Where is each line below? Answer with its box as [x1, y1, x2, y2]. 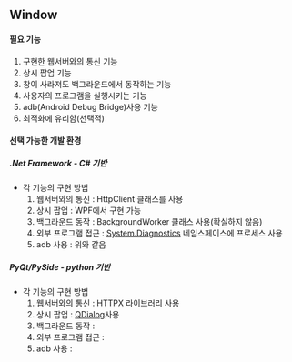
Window [9, 7, 58, 23]
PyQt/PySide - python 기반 [9, 261, 111, 272]
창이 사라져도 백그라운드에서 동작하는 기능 [22, 78, 172, 89]
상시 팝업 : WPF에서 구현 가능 [35, 205, 142, 216]
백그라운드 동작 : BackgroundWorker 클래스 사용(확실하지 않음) [35, 216, 263, 227]
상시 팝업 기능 [22, 67, 72, 78]
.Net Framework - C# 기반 [9, 157, 107, 168]
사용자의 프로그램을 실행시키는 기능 [22, 90, 147, 101]
